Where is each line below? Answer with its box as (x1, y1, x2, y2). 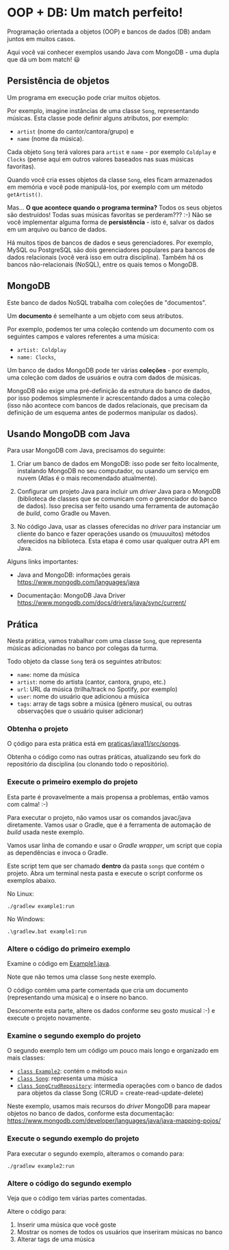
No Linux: (7, 889, 34, 898)
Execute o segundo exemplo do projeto (7, 1134, 139, 1143)
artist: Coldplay (16, 347, 67, 353)
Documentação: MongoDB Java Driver (16, 591, 126, 600)
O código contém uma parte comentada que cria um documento (7, 986, 189, 995)
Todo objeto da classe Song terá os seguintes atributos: (7, 658, 162, 666)
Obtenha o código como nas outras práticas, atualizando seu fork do (7, 753, 201, 761)
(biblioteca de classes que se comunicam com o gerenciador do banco (16, 495, 217, 503)
